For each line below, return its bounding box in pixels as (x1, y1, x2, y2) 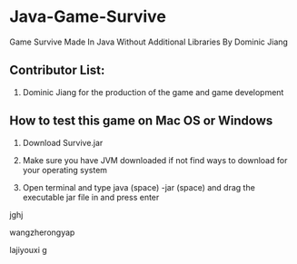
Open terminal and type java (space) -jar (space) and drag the (22, 181, 256, 192)
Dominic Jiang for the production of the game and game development (22, 86, 284, 97)
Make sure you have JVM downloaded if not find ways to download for (22, 154, 288, 165)
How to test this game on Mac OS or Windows (9, 113, 273, 129)
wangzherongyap (9, 227, 75, 238)
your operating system (22, 164, 107, 175)
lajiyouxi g (9, 244, 47, 255)
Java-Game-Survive (9, 6, 166, 27)
